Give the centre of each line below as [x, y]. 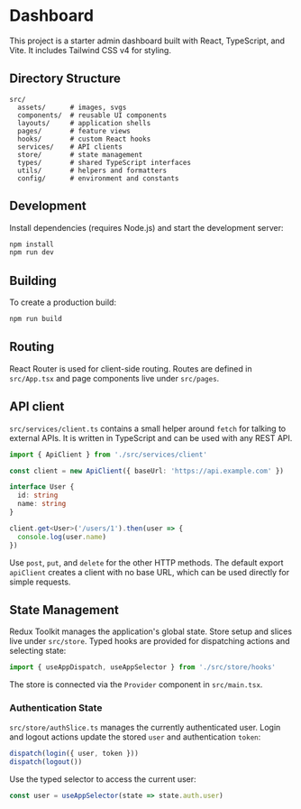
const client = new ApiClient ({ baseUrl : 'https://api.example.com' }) [146, 471]
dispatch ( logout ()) [46, 762]
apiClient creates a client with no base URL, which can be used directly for [150, 572]
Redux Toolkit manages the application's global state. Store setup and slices [151, 631]
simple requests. [40, 582]
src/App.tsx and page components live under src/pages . [114, 378]
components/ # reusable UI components [92, 115]
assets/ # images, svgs [72, 107]
